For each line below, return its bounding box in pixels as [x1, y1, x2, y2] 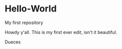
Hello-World [5, 3, 57, 14]
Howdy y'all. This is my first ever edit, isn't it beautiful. [5, 29, 117, 35]
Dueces [5, 38, 21, 45]
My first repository [5, 19, 43, 25]
